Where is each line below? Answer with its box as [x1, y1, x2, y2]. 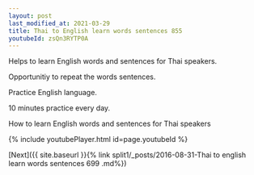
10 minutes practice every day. [8, 103, 111, 113]
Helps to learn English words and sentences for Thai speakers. [8, 56, 218, 66]
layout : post [8, 11, 53, 20]
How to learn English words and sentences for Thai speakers [8, 119, 212, 129]
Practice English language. [8, 88, 97, 98]
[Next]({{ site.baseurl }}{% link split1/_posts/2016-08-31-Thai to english [8, 150, 247, 160]
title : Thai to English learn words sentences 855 [8, 27, 183, 35]
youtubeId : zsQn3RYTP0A [8, 34, 89, 43]
